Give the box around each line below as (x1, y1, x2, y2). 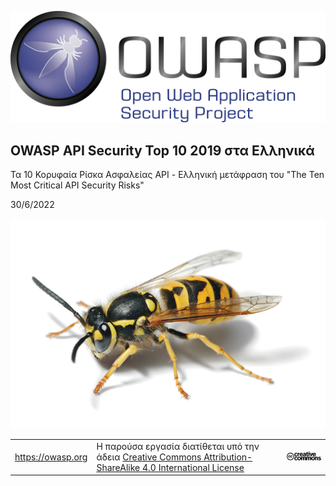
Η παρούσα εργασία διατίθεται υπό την (96, 440, 260, 452)
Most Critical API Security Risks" (10, 179, 145, 191)
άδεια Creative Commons (96, 451, 202, 463)
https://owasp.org (14, 451, 88, 463)
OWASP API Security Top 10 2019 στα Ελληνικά (10, 142, 315, 159)
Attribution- (203, 451, 253, 463)
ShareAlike (96, 461, 141, 473)
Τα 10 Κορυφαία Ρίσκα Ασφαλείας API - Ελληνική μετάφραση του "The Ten (10, 168, 325, 180)
